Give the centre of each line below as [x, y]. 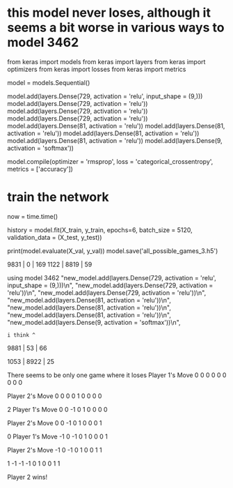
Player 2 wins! [27, 477]
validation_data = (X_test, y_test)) [55, 237]
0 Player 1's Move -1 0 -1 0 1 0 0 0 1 [57, 436]
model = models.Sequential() [49, 82]
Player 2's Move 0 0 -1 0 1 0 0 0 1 [55, 422]
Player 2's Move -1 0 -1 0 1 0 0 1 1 [55, 450]
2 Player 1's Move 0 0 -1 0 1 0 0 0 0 [57, 409]
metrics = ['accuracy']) [40, 169]
